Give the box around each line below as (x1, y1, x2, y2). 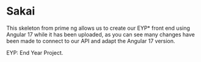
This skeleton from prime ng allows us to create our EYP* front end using (6, 24, 191, 32)
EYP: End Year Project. (6, 49, 64, 56)
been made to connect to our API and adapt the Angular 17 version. (6, 37, 175, 44)
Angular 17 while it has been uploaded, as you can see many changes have (6, 30, 196, 38)
